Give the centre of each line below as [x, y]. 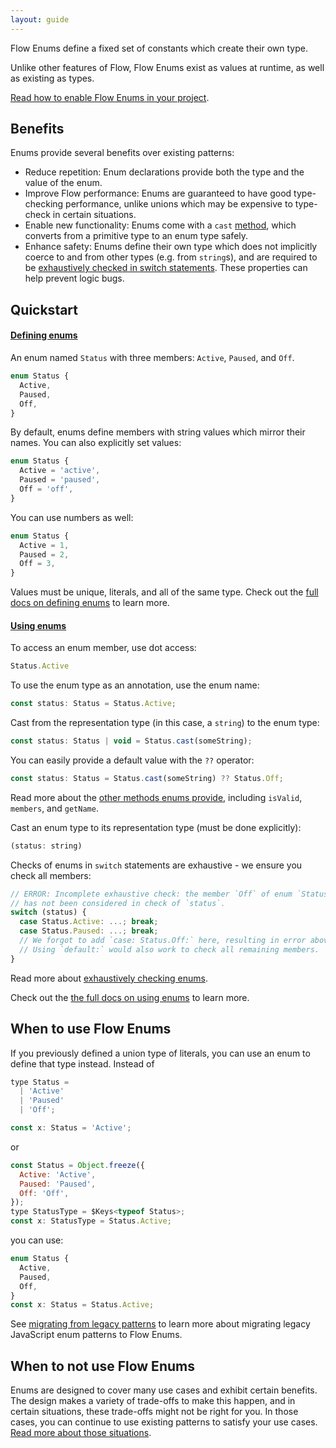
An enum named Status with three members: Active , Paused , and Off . [152, 358]
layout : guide [40, 19]
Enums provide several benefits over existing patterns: [122, 153]
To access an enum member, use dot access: [103, 648]
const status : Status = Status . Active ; [93, 704]
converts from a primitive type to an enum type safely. [136, 236]
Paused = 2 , [44, 554]
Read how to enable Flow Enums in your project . [110, 97]
